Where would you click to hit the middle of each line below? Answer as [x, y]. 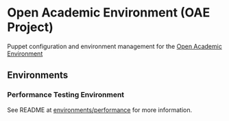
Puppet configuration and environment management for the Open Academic [115, 46]
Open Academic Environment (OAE [109, 13]
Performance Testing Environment [66, 95]
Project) [30, 27]
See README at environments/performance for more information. [100, 110]
